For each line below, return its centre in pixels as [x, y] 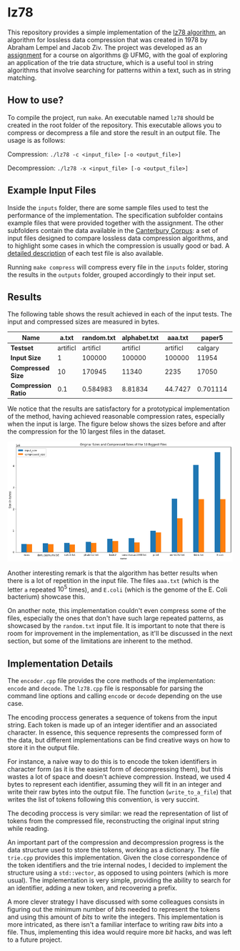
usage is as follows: [36, 140]
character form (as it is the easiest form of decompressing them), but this [115, 770]
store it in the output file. [44, 748]
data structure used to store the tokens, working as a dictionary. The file [114, 850]
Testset [22, 348]
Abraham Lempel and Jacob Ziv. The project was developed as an [105, 47]
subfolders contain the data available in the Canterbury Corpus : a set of [113, 230]
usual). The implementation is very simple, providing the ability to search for [119, 880]
